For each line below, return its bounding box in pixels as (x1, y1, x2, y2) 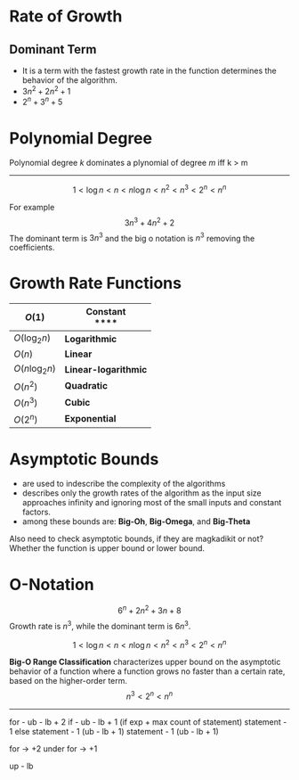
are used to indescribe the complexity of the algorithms (21, 479, 226, 489)
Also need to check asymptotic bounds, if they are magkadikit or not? (9, 533, 264, 545)
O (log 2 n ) (13, 332, 52, 346)
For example (9, 201, 55, 212)
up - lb (9, 760, 34, 772)
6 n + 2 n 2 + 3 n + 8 (117, 603, 182, 616)
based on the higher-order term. (9, 676, 127, 686)
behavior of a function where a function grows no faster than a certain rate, (9, 666, 286, 677)
